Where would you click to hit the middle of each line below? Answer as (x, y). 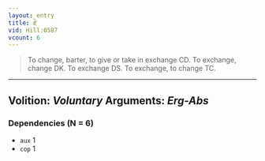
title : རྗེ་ (23, 23)
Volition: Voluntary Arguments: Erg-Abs (108, 101)
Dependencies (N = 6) (51, 123)
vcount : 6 (24, 37)
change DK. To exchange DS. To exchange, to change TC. (122, 69)
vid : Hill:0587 (33, 30)
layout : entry (32, 15)
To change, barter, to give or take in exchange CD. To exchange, (132, 60)
